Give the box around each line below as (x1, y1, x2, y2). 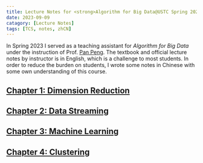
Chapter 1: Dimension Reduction (6, 85, 130, 95)
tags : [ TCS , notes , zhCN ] (6, 25, 71, 32)
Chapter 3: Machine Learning (6, 126, 119, 136)
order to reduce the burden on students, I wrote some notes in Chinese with (6, 62, 195, 69)
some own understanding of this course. (6, 68, 108, 75)
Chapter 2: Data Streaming (6, 106, 109, 117)
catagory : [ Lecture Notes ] (6, 20, 74, 26)
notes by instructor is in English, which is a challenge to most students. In (6, 55, 189, 62)
